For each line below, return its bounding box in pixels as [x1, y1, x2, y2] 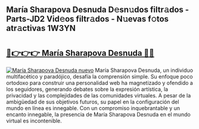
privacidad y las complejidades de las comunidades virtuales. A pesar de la [6, 92, 191, 99]
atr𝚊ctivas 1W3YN [6, 23, 76, 33]
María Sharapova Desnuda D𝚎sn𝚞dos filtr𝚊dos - [6, 5, 189, 15]
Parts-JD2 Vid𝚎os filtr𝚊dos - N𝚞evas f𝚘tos [6, 14, 169, 24]
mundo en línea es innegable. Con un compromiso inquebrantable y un [6, 105, 181, 112]
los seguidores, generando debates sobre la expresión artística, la [6, 86, 169, 93]
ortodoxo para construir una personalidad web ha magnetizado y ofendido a [6, 80, 194, 86]
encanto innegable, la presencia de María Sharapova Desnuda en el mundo [6, 111, 191, 118]
